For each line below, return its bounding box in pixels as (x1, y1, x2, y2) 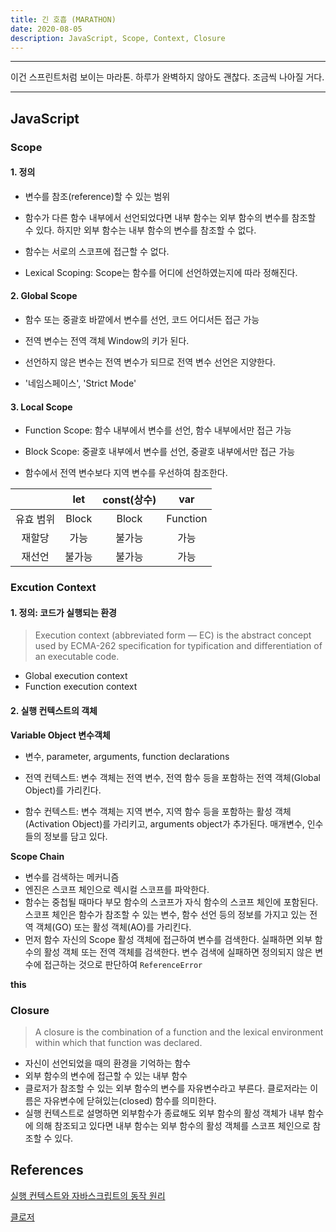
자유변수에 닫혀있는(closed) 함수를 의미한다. (43, 1094, 217, 1106)
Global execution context (24, 670, 128, 682)
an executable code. (34, 651, 120, 663)
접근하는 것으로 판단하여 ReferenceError (43, 958, 203, 970)
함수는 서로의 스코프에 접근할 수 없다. (24, 245, 170, 257)
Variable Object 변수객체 (10, 729, 111, 741)
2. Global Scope (10, 290, 78, 302)
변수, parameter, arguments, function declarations (24, 750, 230, 762)
